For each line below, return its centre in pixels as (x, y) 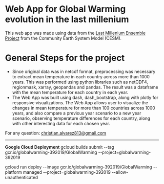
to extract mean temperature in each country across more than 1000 (81, 76)
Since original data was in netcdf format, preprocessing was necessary (84, 71)
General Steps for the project (65, 58)
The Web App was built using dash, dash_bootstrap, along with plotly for (85, 97)
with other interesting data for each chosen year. (61, 123)
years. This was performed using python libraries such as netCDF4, (80, 82)
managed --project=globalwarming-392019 (67, 172)
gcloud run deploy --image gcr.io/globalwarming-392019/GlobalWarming (79, 167)
